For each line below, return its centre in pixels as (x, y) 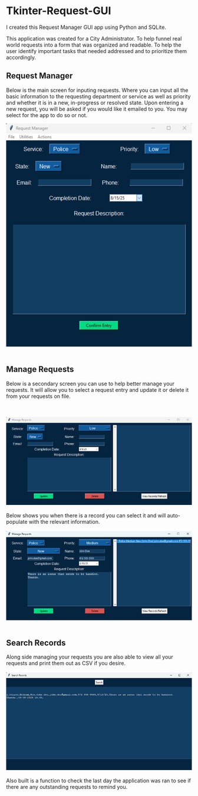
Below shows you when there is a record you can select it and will (86, 516)
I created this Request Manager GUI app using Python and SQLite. (86, 27)
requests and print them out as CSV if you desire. (66, 663)
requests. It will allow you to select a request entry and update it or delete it (98, 389)
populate (17, 522)
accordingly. (21, 57)
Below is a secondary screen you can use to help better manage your (90, 384)
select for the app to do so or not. (47, 115)
